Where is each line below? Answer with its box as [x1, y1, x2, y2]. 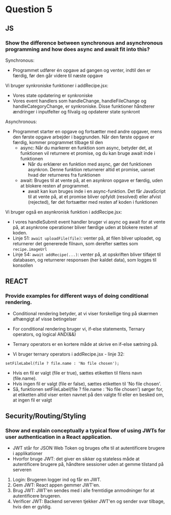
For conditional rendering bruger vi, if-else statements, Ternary [12, 325, 145, 332]
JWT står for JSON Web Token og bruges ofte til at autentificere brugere [12, 445, 165, 451]
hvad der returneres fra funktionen [27, 172, 101, 178]
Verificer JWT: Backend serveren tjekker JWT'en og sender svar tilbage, [12, 498, 165, 504]
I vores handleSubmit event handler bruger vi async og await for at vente [12, 219, 165, 225]
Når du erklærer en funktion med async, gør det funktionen [27, 161, 152, 167]
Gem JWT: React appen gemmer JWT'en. [12, 482, 100, 488]
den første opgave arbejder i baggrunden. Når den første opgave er [12, 134, 155, 140]
